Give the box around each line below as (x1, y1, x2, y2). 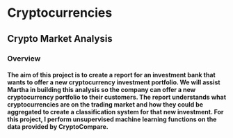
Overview (7, 54, 41, 63)
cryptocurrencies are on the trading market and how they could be (7, 100, 204, 109)
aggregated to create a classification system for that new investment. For (7, 108, 224, 116)
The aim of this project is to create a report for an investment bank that (7, 71, 216, 79)
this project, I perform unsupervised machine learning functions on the (7, 115, 217, 123)
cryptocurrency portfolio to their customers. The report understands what (7, 93, 227, 102)
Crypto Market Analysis (7, 33, 113, 45)
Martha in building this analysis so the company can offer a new (7, 86, 196, 94)
